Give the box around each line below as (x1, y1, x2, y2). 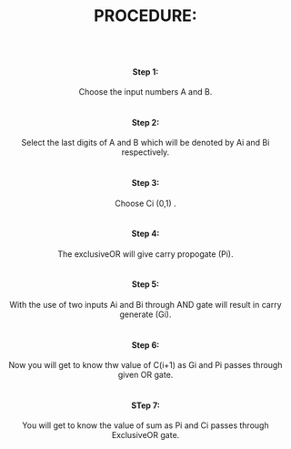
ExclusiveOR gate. (111, 430, 180, 441)
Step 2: (131, 117, 160, 128)
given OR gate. (117, 370, 174, 381)
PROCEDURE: (94, 5, 197, 26)
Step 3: (131, 177, 160, 188)
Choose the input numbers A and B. (78, 87, 213, 97)
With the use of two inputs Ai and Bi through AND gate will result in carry (9, 299, 282, 310)
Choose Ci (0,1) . (115, 198, 176, 209)
